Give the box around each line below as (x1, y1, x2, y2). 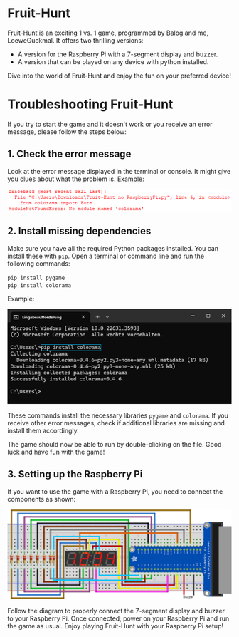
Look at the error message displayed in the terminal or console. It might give (7, 167, 231, 175)
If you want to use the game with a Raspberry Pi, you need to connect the (7, 487, 223, 496)
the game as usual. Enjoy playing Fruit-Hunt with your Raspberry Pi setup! (7, 621, 224, 630)
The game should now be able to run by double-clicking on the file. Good (7, 440, 222, 448)
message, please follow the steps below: (7, 127, 127, 136)
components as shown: (7, 494, 76, 503)
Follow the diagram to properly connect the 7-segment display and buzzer (7, 606, 225, 615)
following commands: (7, 259, 70, 268)
